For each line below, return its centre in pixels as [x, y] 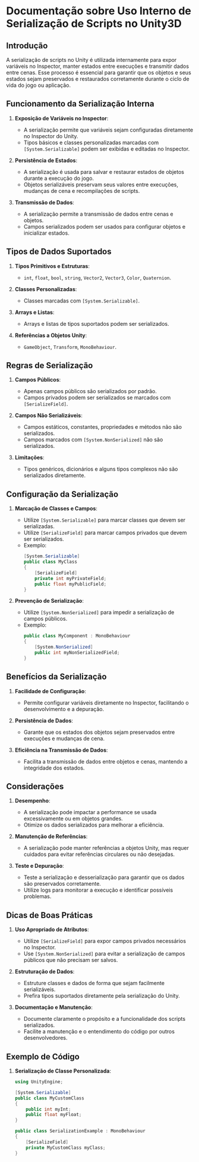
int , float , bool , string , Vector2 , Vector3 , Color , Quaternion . [97, 278]
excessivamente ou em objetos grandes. [73, 819]
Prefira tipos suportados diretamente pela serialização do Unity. [102, 996]
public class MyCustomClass [49, 1098]
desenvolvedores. [45, 1038]
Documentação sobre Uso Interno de [99, 11]
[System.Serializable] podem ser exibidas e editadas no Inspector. [107, 149]
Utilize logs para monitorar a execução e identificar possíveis [98, 890]
